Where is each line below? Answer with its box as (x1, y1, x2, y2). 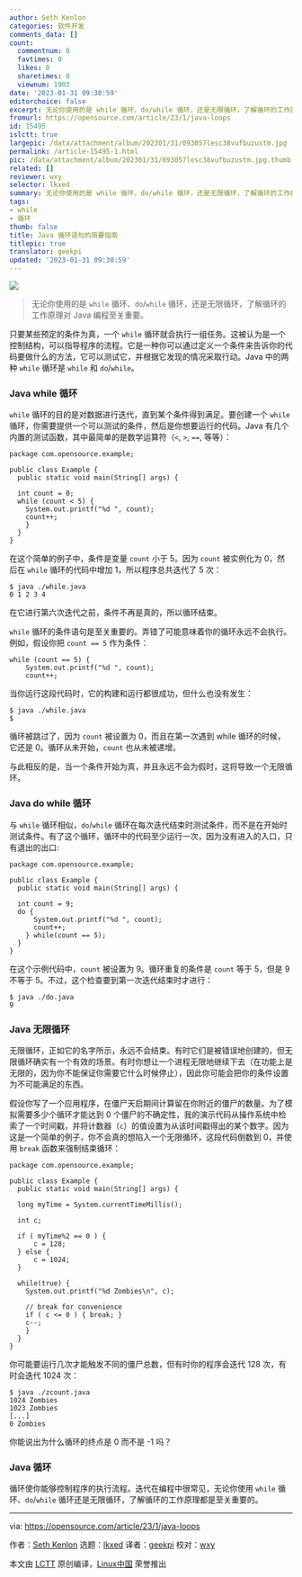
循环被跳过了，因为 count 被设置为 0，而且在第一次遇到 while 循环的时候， (9, 730, 286, 742)
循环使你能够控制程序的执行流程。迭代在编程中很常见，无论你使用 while (9, 1483, 276, 1494)
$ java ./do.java (9, 992, 75, 1001)
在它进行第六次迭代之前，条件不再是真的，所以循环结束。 (9, 607, 222, 618)
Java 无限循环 (9, 1023, 70, 1035)
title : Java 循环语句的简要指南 (9, 230, 119, 239)
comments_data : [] (9, 30, 78, 39)
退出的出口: (16, 842, 60, 853)
